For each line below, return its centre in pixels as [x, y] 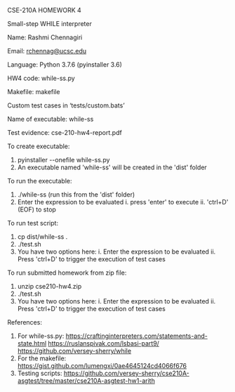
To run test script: [33, 223]
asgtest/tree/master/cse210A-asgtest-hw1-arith [86, 381]
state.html [32, 343]
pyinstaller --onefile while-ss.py [63, 160]
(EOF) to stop [36, 209]
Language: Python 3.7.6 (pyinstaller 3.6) [65, 65]
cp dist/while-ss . [42, 237]
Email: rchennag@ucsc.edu [47, 51]
